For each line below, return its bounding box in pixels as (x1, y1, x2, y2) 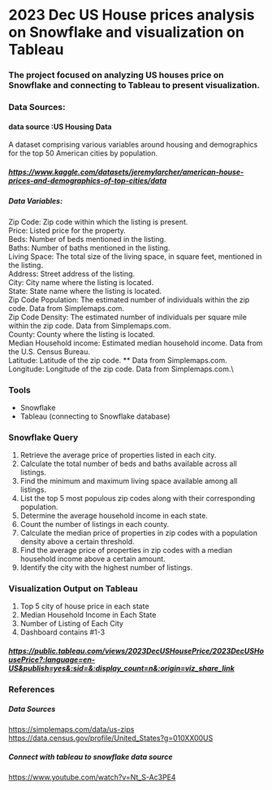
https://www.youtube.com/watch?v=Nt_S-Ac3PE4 (8, 772, 176, 783)
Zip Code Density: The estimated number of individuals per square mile (8, 312, 248, 322)
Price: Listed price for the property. (8, 226, 126, 235)
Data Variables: (8, 196, 63, 206)
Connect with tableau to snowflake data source (8, 752, 173, 761)
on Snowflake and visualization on (8, 23, 245, 42)
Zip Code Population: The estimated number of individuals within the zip (8, 295, 250, 305)
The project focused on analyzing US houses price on (8, 69, 224, 81)
